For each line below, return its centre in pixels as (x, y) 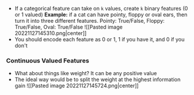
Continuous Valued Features (48, 61)
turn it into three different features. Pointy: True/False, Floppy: (89, 21)
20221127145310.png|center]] (51, 33)
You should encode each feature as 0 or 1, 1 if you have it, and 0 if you (100, 39)
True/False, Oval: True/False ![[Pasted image (68, 27)
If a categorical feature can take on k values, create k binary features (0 (101, 8)
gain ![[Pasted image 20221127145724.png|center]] (77, 86)
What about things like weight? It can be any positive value (86, 73)
